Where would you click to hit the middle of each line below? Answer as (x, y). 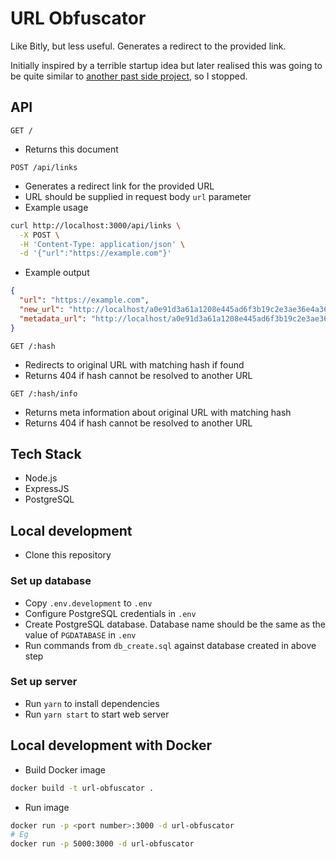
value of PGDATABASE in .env (80, 634)
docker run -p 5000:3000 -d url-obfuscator (102, 844)
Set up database (51, 581)
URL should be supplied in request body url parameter (138, 196)
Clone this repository (68, 555)
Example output (57, 273)
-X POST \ (39, 235)
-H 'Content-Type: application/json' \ (102, 244)
